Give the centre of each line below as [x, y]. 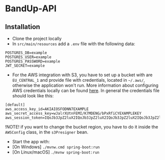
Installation [23, 27]
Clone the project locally [37, 38]
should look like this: [33, 96]
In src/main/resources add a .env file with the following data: [74, 44]
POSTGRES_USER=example [28, 57]
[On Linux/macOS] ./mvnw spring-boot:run [56, 152]
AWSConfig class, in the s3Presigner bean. [47, 132]
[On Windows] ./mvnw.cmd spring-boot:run [56, 147]
